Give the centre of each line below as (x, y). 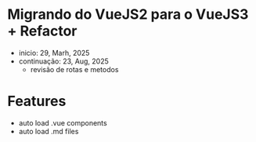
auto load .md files (49, 131)
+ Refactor (42, 31)
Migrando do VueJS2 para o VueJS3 (128, 15)
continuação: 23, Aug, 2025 (63, 61)
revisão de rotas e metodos (74, 69)
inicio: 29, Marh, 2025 (54, 53)
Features (37, 102)
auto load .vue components (63, 122)
